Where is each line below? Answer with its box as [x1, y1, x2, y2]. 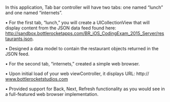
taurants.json [5, 36, 33, 42]
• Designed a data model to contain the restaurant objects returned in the [5, 46, 159, 51]
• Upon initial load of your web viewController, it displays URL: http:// [5, 71, 150, 77]
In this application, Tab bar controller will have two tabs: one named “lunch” [5, 5, 163, 10]
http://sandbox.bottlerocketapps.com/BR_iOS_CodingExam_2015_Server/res [5, 30, 164, 36]
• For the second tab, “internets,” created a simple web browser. [5, 61, 140, 66]
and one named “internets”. [5, 10, 62, 16]
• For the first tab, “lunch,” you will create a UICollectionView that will [5, 20, 150, 25]
